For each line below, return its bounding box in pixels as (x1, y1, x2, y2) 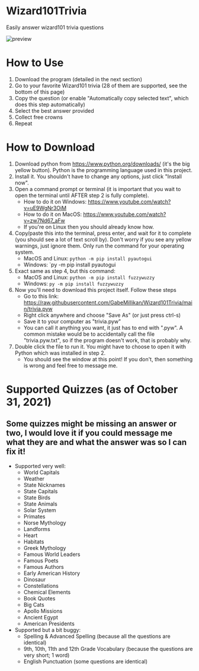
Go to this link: (23, 292, 59, 300)
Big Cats (23, 601, 44, 608)
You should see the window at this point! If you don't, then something (23, 355, 193, 362)
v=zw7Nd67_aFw (23, 217, 65, 224)
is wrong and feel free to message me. (23, 362, 118, 369)
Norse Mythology (23, 519, 66, 526)
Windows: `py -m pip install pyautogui (23, 261, 116, 268)
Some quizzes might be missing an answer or (6, 419, 177, 429)
